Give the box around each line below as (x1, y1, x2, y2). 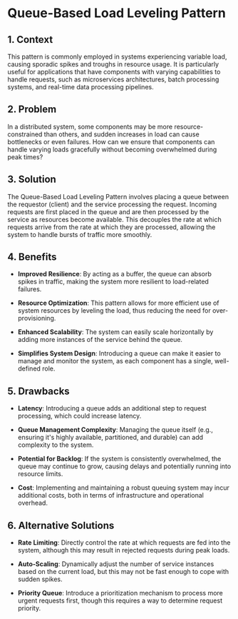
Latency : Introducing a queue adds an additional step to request (17, 404, 207, 413)
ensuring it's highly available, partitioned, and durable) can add (17, 433, 204, 442)
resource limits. (17, 470, 63, 478)
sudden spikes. (17, 575, 63, 583)
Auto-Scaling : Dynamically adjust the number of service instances (17, 560, 214, 568)
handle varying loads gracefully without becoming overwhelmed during (7, 145, 217, 154)
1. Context (7, 34, 53, 46)
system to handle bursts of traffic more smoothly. (7, 230, 152, 238)
